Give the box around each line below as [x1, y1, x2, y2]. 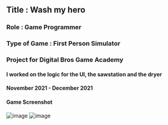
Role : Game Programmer [6, 23, 82, 32]
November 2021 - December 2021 [6, 84, 93, 92]
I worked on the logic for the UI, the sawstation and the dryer [6, 70, 163, 78]
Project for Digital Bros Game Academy [6, 56, 124, 64]
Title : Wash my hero [6, 5, 86, 15]
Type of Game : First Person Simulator [6, 39, 121, 48]
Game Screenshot [6, 98, 53, 106]
